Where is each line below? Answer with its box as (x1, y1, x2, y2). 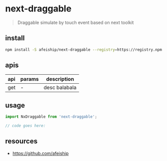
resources (5, 137, 37, 146)
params (20, 76, 39, 83)
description (45, 76, 74, 83)
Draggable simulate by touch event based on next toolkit (17, 19, 134, 25)
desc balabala (43, 84, 76, 91)
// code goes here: (5, 123, 46, 129)
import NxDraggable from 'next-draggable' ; (5, 114, 97, 120)
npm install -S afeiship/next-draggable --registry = (5, 47, 117, 52)
